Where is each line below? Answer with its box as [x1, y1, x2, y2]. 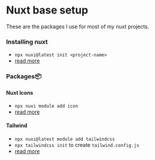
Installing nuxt [6, 38, 48, 46]
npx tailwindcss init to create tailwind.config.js [14, 141, 140, 148]
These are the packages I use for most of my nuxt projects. [6, 23, 150, 30]
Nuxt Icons [6, 89, 33, 96]
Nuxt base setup [6, 4, 89, 17]
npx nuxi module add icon [14, 104, 78, 109]
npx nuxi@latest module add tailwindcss [14, 136, 115, 142]
